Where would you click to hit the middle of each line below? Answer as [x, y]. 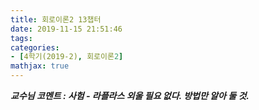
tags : [21, 38]
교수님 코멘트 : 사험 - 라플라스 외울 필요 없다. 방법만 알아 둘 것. [130, 95]
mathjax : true [40, 66]
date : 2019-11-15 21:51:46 [66, 29]
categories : [35, 47]
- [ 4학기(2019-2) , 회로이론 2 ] [67, 57]
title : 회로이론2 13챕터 [56, 19]
